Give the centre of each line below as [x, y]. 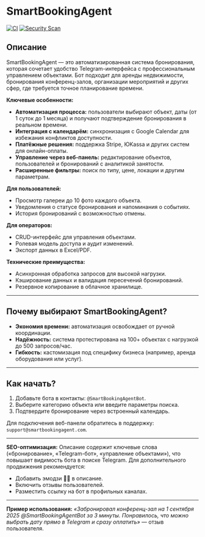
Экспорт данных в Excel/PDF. [53, 250]
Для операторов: [30, 225]
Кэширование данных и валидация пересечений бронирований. [99, 280]
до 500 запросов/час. [43, 346]
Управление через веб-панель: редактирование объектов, [93, 157]
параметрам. [32, 177]
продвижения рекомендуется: [46, 467]
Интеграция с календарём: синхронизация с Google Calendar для [102, 131]
